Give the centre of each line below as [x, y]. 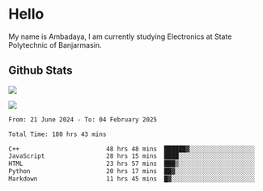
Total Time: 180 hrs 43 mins [57, 134]
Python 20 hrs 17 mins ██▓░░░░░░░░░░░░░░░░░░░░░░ [131, 172]
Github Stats [40, 71]
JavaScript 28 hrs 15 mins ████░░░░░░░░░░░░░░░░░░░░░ [131, 156]
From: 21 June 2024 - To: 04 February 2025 [83, 119]
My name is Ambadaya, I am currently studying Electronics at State [120, 36]
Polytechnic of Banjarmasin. [55, 45]
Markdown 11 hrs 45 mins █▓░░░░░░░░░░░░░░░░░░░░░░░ [131, 179]
